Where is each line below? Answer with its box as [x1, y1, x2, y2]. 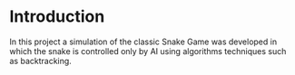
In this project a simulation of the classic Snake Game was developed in [9, 36, 278, 47]
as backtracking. [9, 55, 73, 66]
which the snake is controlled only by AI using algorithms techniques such [9, 45, 287, 56]
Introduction [9, 6, 105, 27]
